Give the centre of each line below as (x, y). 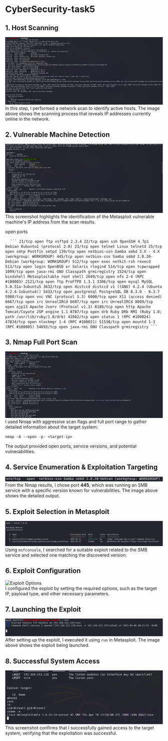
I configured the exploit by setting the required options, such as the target (81, 588)
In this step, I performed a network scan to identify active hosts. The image (82, 108)
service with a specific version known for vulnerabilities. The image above (81, 490)
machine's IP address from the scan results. (50, 222)
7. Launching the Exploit (43, 609)
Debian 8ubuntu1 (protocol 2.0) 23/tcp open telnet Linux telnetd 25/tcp (84, 246)
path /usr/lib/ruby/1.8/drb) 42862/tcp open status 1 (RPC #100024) (78, 317)
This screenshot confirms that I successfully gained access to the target (79, 727)
